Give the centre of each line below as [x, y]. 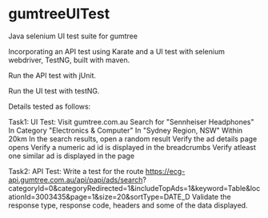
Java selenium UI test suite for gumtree [73, 36]
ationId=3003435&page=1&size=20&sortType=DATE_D [99, 196]
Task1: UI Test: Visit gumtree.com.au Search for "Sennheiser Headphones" [131, 121]
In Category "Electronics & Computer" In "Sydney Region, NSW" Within [126, 130]
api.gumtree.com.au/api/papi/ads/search [76, 180]
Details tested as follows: [50, 106]
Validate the [211, 196]
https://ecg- [165, 171]
